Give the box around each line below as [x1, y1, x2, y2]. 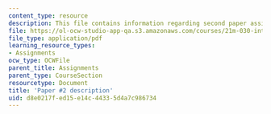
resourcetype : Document [8, 79, 89, 87]
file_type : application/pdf [8, 34, 103, 43]
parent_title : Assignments [8, 64, 99, 72]
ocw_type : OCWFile [8, 57, 70, 65]
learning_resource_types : [8, 42, 95, 50]
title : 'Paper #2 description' [8, 86, 114, 95]
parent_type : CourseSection [8, 71, 103, 79]
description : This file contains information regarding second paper [8, 19, 248, 27]
